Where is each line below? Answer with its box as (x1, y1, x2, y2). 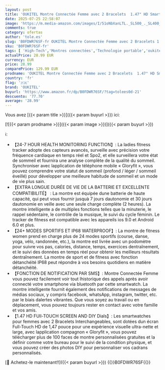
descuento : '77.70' (5, 94, 45, 99)
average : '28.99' (5, 99, 41, 104)
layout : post (5, 7, 32, 12)
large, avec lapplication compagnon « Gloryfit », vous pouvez (12, 329, 137, 335)
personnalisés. (12, 350, 42, 356)
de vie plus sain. (12, 179, 46, 185)
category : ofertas (5, 30, 43, 35)
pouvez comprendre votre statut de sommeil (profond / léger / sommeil (12, 168, 156, 174)
